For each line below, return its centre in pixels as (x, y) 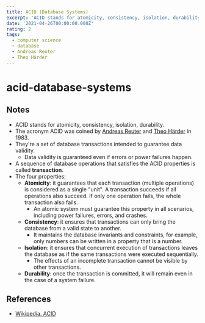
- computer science (37, 40)
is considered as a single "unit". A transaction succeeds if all (100, 189)
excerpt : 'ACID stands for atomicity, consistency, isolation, (88, 18)
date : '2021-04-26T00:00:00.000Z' (50, 23)
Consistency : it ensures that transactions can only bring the (100, 222)
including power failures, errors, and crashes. (90, 215)
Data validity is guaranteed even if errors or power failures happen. (109, 157)
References (29, 299)
